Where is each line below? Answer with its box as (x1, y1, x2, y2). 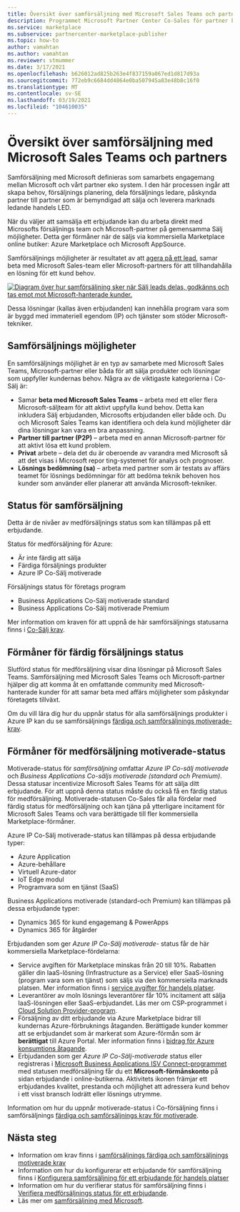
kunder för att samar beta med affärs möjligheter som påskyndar (39, 688, 230, 697)
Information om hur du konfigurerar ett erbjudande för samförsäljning (17, 1166, 221, 1174)
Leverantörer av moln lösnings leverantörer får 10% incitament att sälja (17, 991, 226, 1000)
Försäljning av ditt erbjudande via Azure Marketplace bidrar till (17, 1014, 201, 1023)
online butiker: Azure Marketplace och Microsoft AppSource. (7, 240, 186, 248)
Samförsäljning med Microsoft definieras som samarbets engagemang (7, 173, 214, 181)
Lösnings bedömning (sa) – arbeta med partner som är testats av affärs (17, 463, 231, 472)
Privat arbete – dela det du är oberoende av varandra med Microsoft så (17, 448, 228, 457)
